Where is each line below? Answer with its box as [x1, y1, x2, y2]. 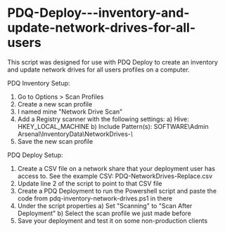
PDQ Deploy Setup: [7, 151, 63, 159]
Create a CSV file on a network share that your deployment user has [17, 164, 216, 172]
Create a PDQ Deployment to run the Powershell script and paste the [17, 186, 217, 195]
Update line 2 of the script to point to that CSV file [17, 179, 163, 187]
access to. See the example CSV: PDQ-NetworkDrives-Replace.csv [17, 172, 213, 180]
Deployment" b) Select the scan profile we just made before [17, 209, 191, 217]
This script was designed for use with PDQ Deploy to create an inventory [7, 57, 218, 66]
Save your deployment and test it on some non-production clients [17, 216, 208, 225]
